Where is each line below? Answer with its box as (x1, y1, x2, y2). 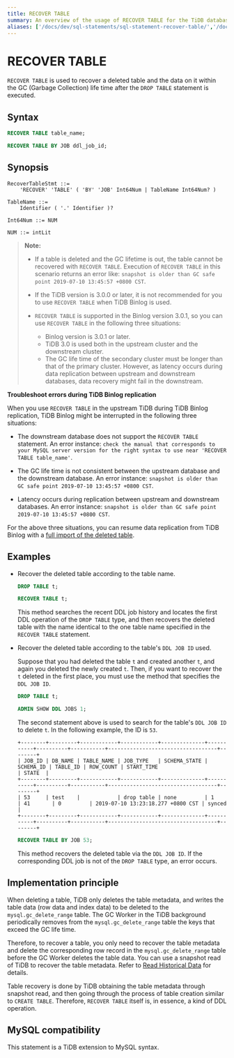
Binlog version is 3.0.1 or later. (45, 332, 131, 340)
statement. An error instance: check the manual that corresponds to (17, 439, 216, 448)
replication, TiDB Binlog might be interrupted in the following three (7, 411, 197, 419)
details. (7, 968, 29, 976)
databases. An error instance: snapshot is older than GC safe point (17, 502, 217, 511)
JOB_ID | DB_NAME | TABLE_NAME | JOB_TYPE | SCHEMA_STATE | (24, 757, 208, 764)
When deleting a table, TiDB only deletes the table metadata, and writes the (7, 895, 224, 904)
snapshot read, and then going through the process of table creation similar (7, 989, 224, 997)
